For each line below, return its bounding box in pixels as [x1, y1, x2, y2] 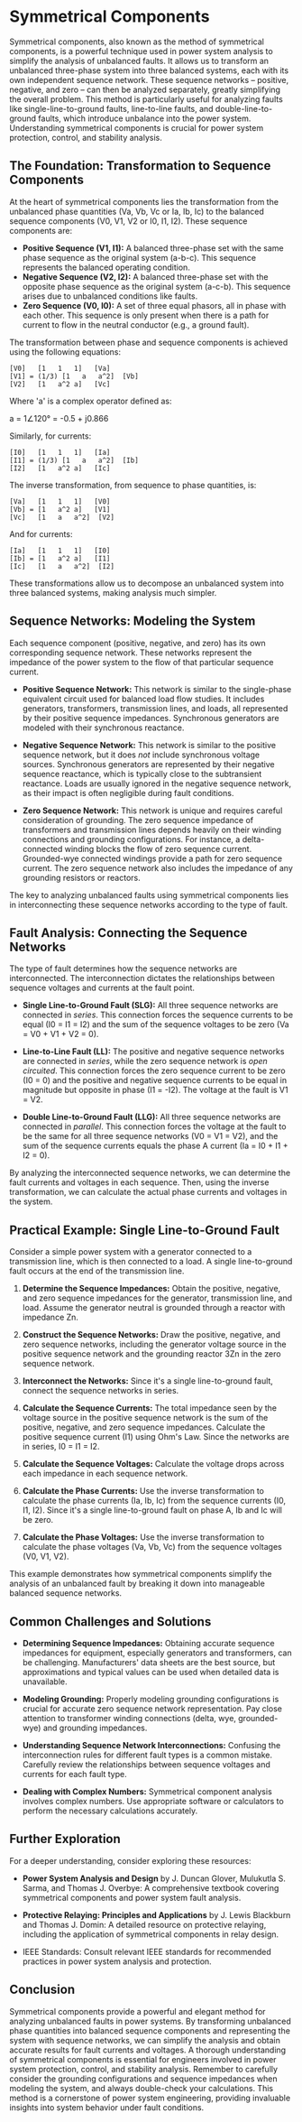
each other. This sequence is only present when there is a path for [22, 310, 270, 320]
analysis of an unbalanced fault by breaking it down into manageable [9, 1578, 266, 1589]
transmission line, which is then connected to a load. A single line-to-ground [9, 1256, 293, 1267]
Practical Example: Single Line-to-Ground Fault [9, 1222, 279, 1237]
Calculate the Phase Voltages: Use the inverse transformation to [22, 1532, 265, 1543]
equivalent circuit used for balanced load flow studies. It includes [22, 693, 265, 704]
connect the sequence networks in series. [22, 1385, 179, 1396]
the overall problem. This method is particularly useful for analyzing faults [9, 93, 284, 105]
